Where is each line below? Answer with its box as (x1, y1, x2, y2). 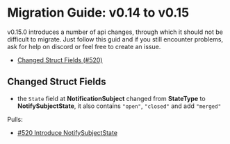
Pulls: (7, 115, 23, 123)
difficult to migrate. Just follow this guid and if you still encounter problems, (7, 35, 224, 43)
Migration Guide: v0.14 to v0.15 (7, 5, 190, 21)
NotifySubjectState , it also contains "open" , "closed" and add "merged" (17, 102, 222, 110)
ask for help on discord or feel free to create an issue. (7, 42, 161, 51)
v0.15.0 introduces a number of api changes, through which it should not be (7, 28, 224, 36)
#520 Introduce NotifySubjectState (17, 128, 118, 136)
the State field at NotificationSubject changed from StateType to (17, 94, 206, 102)
